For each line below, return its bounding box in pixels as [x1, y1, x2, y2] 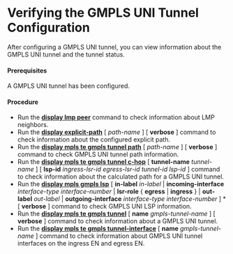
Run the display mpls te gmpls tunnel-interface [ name [17, 225, 179, 233]
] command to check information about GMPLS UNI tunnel [35, 232, 203, 240]
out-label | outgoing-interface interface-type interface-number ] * [33, 195, 227, 203]
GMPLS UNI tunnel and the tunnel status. [7, 50, 126, 59]
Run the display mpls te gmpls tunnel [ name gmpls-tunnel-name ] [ [17, 209, 216, 218]
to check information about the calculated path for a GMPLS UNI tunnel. [17, 172, 225, 181]
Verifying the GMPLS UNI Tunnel [7, 5, 199, 21]
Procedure [7, 98, 38, 106]
